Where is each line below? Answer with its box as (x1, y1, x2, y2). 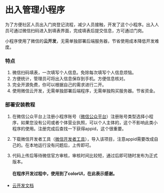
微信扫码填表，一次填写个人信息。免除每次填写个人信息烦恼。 (12, 69, 137, 76)
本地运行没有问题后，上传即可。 (29, 142, 94, 148)
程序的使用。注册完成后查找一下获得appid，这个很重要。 (12, 126, 126, 131)
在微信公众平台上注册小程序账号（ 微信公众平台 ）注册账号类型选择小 (12, 113, 149, 119)
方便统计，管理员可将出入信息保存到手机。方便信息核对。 (12, 76, 128, 82)
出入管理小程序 (5, 4, 65, 16)
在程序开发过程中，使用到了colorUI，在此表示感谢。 (12, 171, 117, 176)
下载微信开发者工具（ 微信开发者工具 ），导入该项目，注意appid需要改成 (12, 136, 154, 142)
